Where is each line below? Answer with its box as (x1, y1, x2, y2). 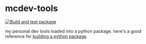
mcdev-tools (5, 3, 58, 14)
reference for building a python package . (5, 33, 88, 39)
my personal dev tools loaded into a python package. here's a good (5, 28, 141, 34)
